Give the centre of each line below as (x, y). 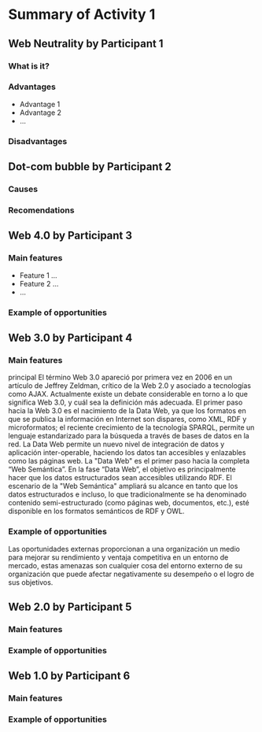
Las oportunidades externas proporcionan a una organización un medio (124, 549)
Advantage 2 (40, 113)
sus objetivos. (31, 582)
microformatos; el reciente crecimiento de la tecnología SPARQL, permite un (131, 427)
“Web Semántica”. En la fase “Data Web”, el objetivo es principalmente (122, 469)
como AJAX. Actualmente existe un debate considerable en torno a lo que (128, 394)
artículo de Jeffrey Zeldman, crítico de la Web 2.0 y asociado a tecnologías (130, 386)
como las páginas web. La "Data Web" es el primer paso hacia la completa (129, 461)
